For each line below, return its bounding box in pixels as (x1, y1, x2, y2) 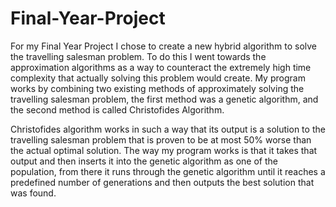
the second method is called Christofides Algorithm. (10, 103, 225, 116)
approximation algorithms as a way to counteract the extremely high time (10, 61, 312, 73)
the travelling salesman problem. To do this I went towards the (10, 50, 267, 62)
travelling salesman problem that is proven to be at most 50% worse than (10, 133, 312, 146)
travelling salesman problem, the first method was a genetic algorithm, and (10, 93, 319, 105)
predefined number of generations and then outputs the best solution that (10, 176, 315, 188)
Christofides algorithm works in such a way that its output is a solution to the (10, 123, 326, 135)
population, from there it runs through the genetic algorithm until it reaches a (10, 165, 326, 177)
